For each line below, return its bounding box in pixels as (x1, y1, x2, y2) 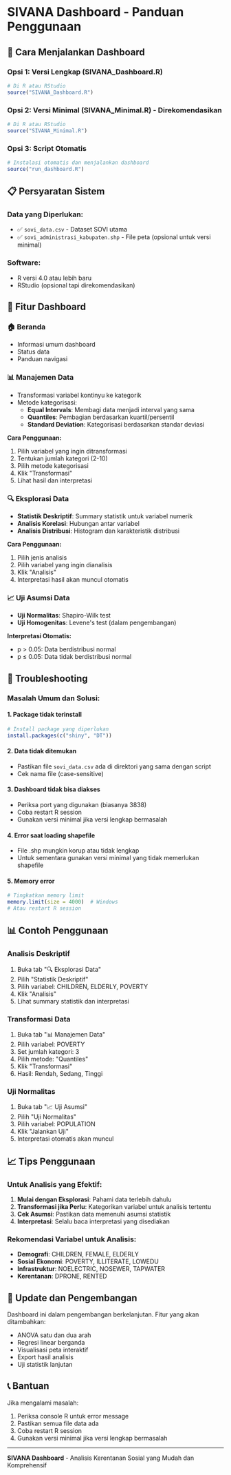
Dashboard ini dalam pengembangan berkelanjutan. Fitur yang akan (7, 1310, 199, 1319)
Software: (7, 258, 41, 267)
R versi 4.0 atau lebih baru (16, 274, 91, 282)
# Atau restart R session (7, 905, 81, 912)
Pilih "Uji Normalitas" (16, 1112, 77, 1121)
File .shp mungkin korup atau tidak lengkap (16, 846, 140, 855)
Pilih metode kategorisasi (16, 461, 89, 469)
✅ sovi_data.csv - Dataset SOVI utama (16, 225, 128, 234)
